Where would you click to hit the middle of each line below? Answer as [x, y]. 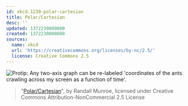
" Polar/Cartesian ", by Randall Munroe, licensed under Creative [97, 91]
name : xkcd [25, 45]
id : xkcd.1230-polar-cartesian [45, 12]
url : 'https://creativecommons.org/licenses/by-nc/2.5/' [84, 51]
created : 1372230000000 [36, 34]
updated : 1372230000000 [36, 28]
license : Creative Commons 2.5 [50, 56]
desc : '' [17, 23]
